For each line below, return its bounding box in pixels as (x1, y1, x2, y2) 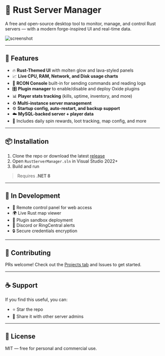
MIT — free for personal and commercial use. (5, 345, 97, 351)
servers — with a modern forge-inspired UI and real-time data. (5, 26, 132, 31)
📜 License (5, 332, 36, 341)
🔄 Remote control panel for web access (12, 205, 92, 211)
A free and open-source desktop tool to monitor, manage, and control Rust (5, 21, 156, 27)
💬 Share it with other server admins (12, 314, 84, 319)
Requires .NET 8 (17, 173, 51, 179)
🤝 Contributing (5, 248, 51, 257)
